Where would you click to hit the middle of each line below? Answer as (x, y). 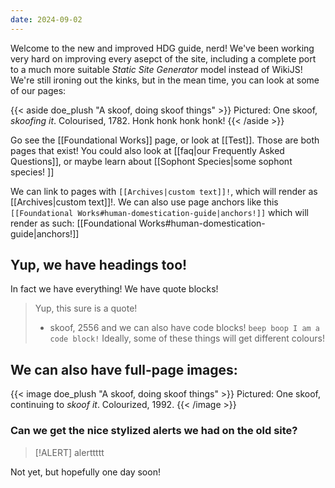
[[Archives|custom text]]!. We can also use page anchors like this (144, 202)
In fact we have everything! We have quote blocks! (114, 289)
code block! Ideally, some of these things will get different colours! (187, 338)
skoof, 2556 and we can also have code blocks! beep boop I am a (185, 328)
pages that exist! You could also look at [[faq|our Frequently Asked (147, 150)
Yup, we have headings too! (99, 265)
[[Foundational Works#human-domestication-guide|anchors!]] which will (159, 212)
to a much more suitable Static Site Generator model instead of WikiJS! (156, 69)
